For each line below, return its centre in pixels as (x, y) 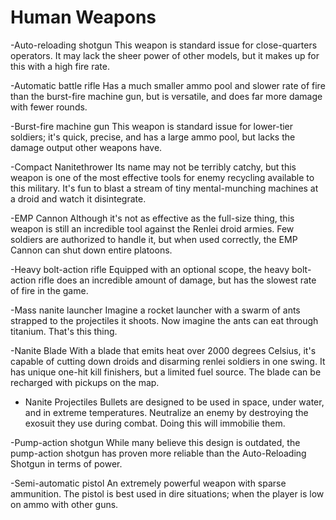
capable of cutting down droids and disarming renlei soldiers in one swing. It (168, 361)
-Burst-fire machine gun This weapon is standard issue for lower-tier (152, 126)
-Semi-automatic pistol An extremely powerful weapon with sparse (148, 483)
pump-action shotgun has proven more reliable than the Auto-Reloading (158, 453)
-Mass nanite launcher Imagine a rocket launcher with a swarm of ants (155, 310)
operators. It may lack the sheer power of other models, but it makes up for (165, 55)
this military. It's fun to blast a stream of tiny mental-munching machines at (164, 188)
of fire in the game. (49, 290)
